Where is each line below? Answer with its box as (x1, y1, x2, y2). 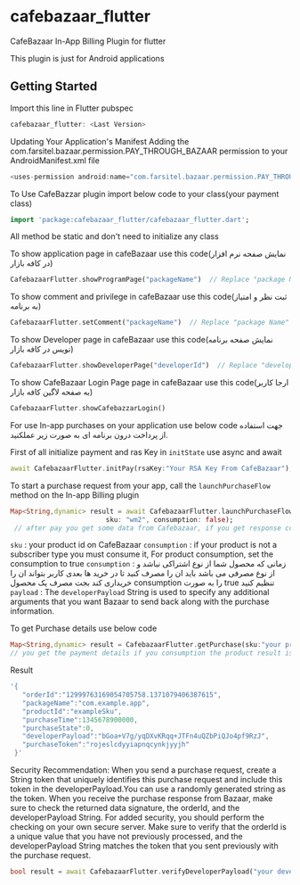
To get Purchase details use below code (10, 623, 158, 634)
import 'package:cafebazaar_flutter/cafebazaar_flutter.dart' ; (10, 215, 250, 224)
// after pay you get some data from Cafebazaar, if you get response (13, 524, 281, 533)
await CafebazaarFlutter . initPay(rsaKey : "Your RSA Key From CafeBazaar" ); (10, 464, 294, 473)
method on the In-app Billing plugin (10, 489, 140, 500)
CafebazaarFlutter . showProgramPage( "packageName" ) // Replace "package (10, 275, 286, 285)
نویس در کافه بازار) (10, 343, 74, 354)
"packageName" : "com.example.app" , (21, 699, 150, 707)
